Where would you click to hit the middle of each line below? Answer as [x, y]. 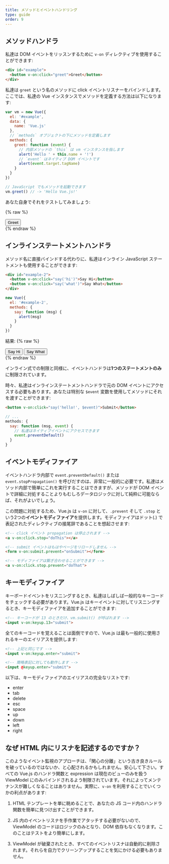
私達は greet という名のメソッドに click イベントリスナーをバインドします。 [84, 89]
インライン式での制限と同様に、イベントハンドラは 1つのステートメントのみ [83, 368]
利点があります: [30, 792]
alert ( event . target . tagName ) [49, 164]
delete [19, 699]
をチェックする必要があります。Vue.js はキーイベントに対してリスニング [81, 602]
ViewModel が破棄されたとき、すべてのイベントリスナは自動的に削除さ [86, 844]
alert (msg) [30, 316]
